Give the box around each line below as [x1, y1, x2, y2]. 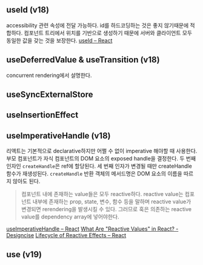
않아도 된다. [12, 178, 41, 185]
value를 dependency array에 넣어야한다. [21, 213, 119, 220]
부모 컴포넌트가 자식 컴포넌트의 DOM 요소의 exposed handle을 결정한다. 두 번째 [6, 155, 196, 162]
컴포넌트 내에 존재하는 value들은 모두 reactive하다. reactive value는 [21, 191, 184, 198]
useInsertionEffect [6, 110, 79, 120]
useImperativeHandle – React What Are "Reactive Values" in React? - [6, 225, 179, 232]
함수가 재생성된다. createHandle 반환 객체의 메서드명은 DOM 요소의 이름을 [6, 170, 183, 177]
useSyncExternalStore [6, 90, 93, 100]
